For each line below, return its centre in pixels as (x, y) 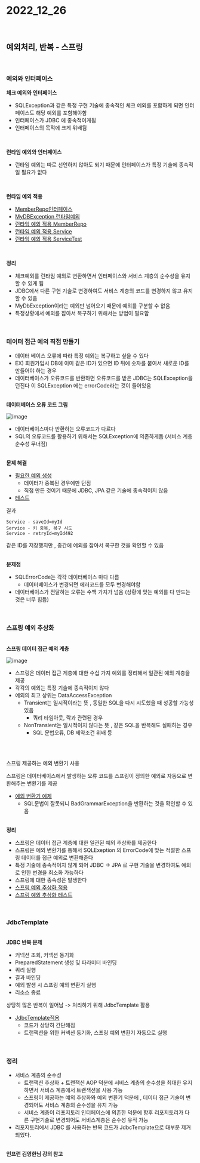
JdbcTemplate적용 (37, 1017)
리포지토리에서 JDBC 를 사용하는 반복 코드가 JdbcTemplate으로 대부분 (97, 1127)
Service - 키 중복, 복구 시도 (39, 528)
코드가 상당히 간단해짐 (50, 1025)
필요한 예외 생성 (33, 476)
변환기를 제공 (42, 783)
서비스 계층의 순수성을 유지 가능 (81, 1105)
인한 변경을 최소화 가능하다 (52, 872)
